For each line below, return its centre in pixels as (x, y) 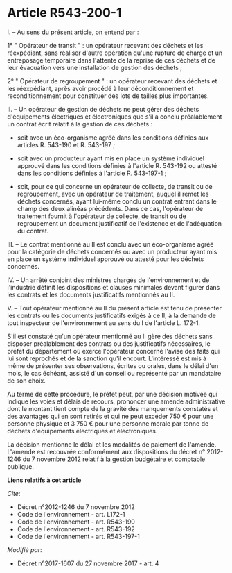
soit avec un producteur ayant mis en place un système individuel (111, 158)
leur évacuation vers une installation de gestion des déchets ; (95, 67)
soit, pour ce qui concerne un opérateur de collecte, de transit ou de (115, 186)
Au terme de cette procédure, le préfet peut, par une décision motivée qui (113, 394)
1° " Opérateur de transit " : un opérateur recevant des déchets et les (105, 45)
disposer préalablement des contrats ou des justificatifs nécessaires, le (109, 343)
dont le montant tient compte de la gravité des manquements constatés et (113, 408)
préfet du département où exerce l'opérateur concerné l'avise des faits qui (114, 351)
